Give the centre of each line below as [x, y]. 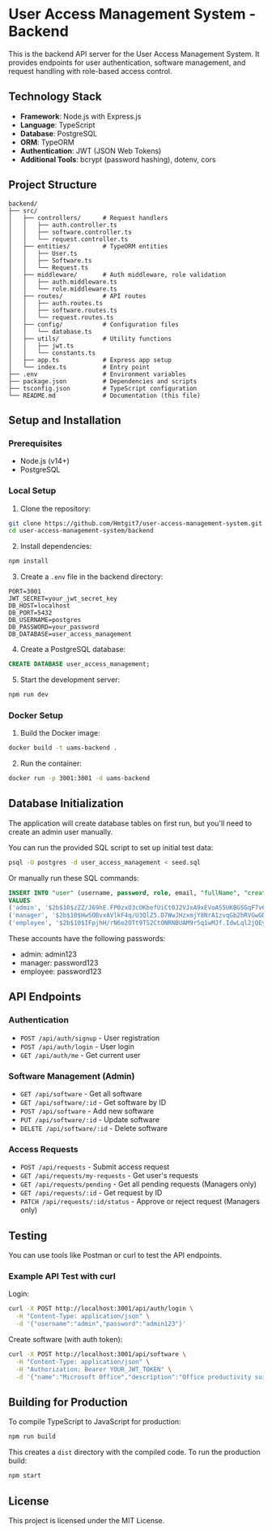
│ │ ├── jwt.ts [41, 346]
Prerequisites [35, 443]
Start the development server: [70, 680]
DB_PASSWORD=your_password [54, 627]
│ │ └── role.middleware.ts [63, 289]
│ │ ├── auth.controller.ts [63, 225]
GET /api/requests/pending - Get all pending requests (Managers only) [138, 1184]
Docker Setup [36, 715]
